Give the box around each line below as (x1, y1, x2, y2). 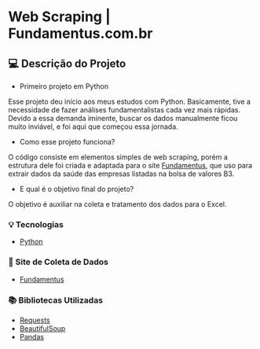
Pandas (19, 332, 45, 341)
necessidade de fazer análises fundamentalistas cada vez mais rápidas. (8, 105, 241, 114)
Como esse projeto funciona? (19, 138, 115, 146)
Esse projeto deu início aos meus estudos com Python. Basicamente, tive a (8, 97, 251, 106)
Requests (19, 315, 50, 325)
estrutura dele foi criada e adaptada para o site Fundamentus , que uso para (8, 161, 253, 170)
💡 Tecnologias (8, 219, 64, 230)
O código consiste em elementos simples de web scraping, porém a (8, 152, 228, 161)
